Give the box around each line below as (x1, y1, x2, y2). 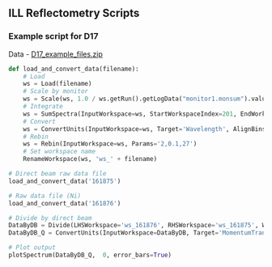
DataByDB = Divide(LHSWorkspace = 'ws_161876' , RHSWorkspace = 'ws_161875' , (8, 222, 259, 230)
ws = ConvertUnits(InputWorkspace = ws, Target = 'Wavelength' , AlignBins (23, 125, 266, 133)
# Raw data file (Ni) (8, 192, 82, 200)
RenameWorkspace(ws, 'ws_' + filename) (23, 155, 158, 163)
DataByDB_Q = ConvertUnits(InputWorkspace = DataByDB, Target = (8, 229, 219, 237)
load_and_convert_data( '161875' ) (8, 177, 121, 185)
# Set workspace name (23, 147, 96, 156)
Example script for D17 (8, 31, 99, 42)
